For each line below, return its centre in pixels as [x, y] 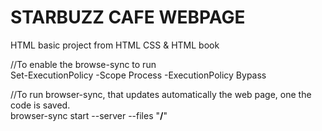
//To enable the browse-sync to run [83, 64]
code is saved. [40, 105]
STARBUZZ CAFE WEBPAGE [128, 17]
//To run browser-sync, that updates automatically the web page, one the [161, 94]
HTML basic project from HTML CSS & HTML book [115, 45]
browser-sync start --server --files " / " [89, 115]
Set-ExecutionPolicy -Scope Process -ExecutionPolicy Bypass [138, 75]
